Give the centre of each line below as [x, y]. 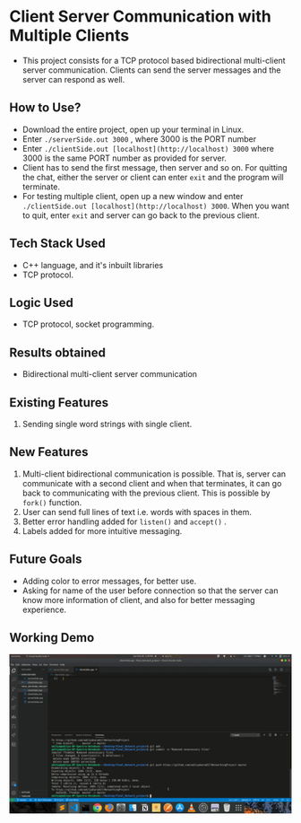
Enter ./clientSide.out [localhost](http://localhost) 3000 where [148, 148]
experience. [44, 609]
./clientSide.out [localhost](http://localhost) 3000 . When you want [155, 206]
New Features [49, 452]
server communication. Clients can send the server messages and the [151, 70]
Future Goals [46, 560]
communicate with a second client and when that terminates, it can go [152, 483]
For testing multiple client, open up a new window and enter [133, 196]
